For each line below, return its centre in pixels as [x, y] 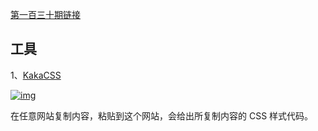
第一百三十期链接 [45, 14]
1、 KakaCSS [36, 75]
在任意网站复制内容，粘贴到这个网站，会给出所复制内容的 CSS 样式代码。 [162, 115]
